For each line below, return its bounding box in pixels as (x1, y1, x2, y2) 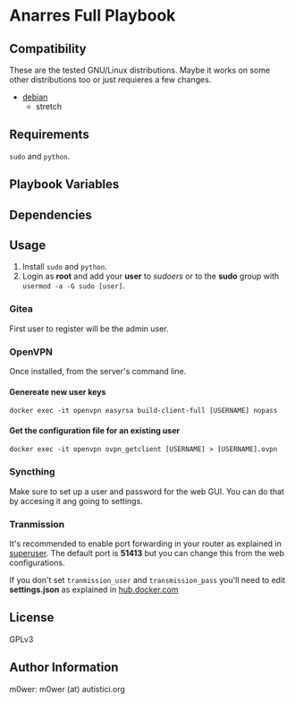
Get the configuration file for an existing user (9, 424, 181, 435)
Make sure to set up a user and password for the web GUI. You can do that (9, 485, 284, 497)
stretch (35, 101, 63, 112)
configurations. (9, 557, 65, 568)
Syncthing (9, 466, 55, 478)
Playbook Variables (9, 176, 120, 193)
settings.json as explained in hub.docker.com (9, 584, 179, 595)
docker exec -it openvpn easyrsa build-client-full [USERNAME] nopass (9, 407, 278, 416)
